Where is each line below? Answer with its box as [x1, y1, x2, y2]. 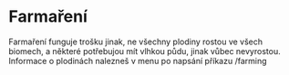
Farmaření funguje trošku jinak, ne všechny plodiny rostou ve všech [8, 36, 263, 47]
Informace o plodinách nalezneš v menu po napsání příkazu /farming [8, 55, 267, 66]
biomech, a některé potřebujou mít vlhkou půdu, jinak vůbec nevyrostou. [8, 45, 281, 56]
